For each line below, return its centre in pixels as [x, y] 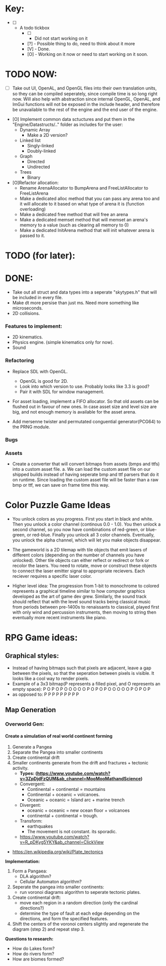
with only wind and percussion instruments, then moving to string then [84, 612]
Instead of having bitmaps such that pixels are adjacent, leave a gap [82, 668]
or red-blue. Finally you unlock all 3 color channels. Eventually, [91, 535]
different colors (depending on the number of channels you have [78, 555]
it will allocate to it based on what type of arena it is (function [82, 204]
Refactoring [20, 360]
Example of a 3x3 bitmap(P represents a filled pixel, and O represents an [86, 684]
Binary [34, 177]
